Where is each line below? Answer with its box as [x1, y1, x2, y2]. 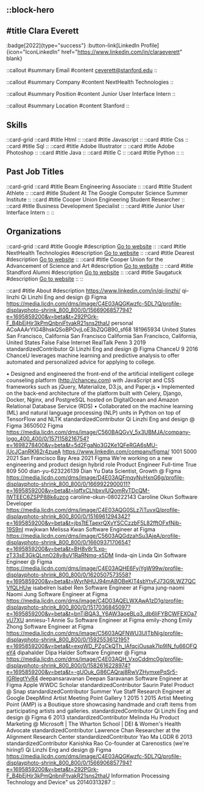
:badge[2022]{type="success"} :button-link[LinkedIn [6, 42, 140, 49]
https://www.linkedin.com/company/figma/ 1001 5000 [62, 448, 197, 455]
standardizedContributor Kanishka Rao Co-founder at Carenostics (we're [6, 740, 189, 747]
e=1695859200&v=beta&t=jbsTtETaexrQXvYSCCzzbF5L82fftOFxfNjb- [6, 519, 182, 527]
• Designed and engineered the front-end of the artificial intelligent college [6, 370, 194, 377]
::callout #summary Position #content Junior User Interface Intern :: [6, 90, 175, 98]
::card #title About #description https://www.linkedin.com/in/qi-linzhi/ [6, 287, 181, 294]
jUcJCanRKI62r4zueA [6, 448, 62, 455]
